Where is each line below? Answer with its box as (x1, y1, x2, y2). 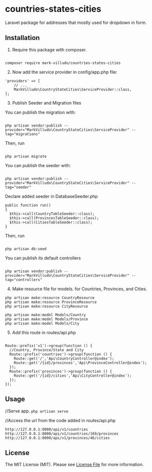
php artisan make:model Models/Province (5, 317, 89, 322)
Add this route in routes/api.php (12, 329, 76, 335)
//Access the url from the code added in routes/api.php (5, 417, 116, 423)
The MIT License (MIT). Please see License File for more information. (5, 462, 144, 468)
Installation (5, 34, 40, 42)
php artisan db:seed (5, 246, 47, 251)
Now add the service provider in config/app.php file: (12, 69, 118, 75)
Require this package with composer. (12, 46, 87, 52)
